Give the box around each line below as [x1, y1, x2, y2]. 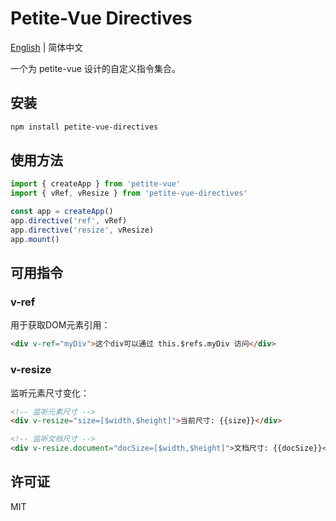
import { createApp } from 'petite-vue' [10, 179, 182, 189]
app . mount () [10, 234, 60, 244]
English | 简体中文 [10, 41, 84, 53]
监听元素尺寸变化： [10, 387, 90, 399]
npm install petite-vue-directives [10, 122, 159, 132]
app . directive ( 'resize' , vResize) [10, 225, 155, 235]
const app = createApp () [10, 207, 114, 217]
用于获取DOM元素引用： [10, 319, 111, 331]
